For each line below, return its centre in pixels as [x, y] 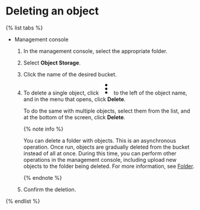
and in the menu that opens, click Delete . [74, 99]
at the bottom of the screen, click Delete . [74, 117]
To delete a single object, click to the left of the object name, [105, 93]
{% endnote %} [43, 178]
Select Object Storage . [52, 63]
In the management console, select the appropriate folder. [95, 51]
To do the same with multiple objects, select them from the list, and [107, 111]
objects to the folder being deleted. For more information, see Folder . [109, 166]
